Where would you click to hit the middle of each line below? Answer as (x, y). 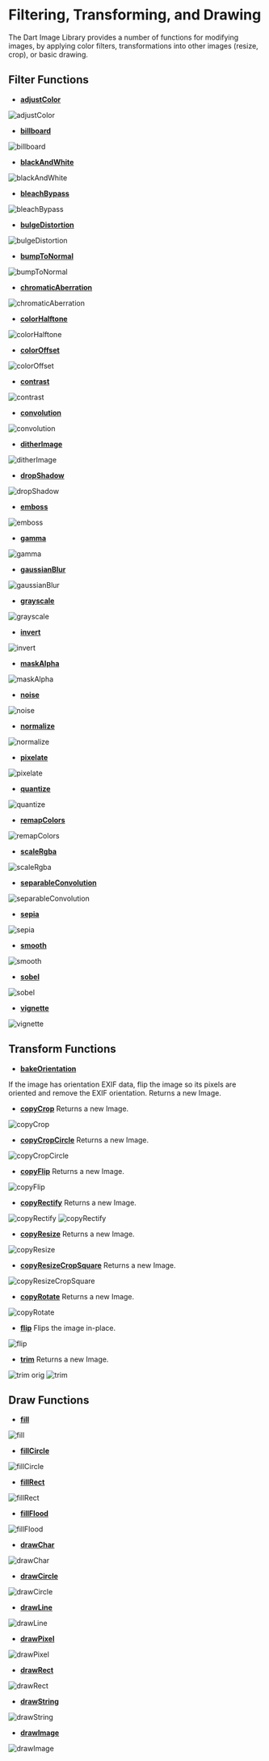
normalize (37, 726)
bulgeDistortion (47, 225)
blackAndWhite (47, 162)
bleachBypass (45, 193)
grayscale (37, 601)
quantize (35, 788)
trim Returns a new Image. (64, 1359)
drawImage (40, 1733)
